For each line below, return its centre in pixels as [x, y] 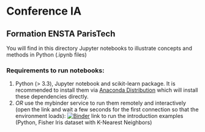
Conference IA [44, 11]
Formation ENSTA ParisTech [61, 34]
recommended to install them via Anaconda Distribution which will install [106, 90]
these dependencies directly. [52, 97]
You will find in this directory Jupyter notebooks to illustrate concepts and [99, 48]
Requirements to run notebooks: [55, 70]
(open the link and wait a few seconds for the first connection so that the [107, 109]
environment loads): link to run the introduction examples [99, 116]
